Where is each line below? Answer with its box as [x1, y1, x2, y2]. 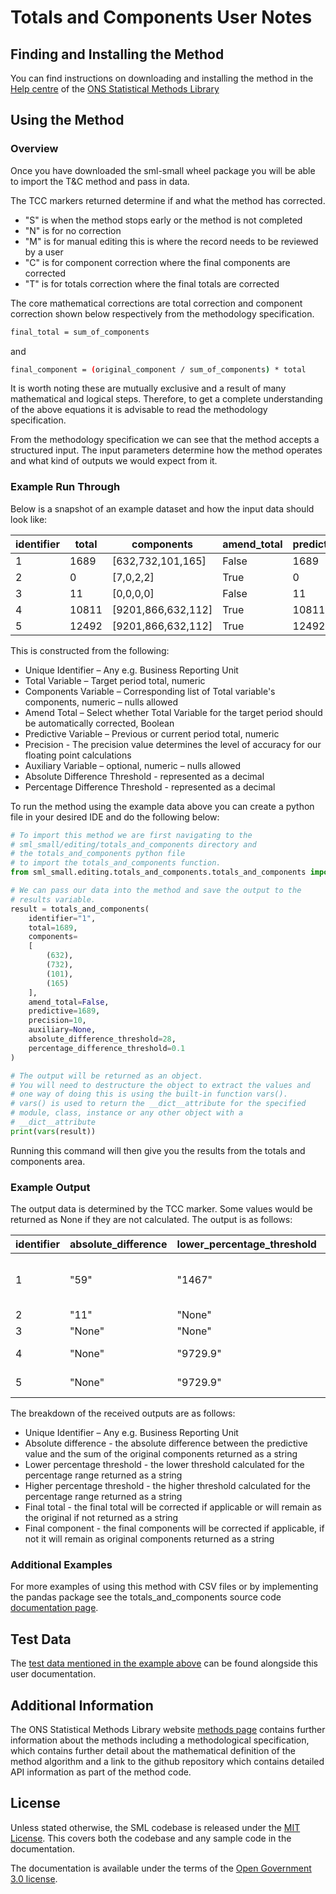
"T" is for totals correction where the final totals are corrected [24, 277, 280, 290]
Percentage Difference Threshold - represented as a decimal [24, 781, 276, 793]
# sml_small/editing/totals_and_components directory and [10, 839, 257, 850]
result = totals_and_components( [10, 904, 150, 914]
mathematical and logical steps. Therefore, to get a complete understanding [10, 393, 323, 405]
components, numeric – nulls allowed [24, 696, 178, 708]
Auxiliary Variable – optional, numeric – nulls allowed [24, 759, 242, 771]
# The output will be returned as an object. [10, 1071, 203, 1081]
